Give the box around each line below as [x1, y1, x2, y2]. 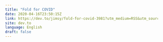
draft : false [5, 29, 32, 34]
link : [5, 16, 16, 21]
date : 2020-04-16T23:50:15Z [5, 12, 62, 16]
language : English [5, 25, 42, 30]
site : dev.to [5, 20, 32, 26]
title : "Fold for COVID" [5, 7, 55, 12]
